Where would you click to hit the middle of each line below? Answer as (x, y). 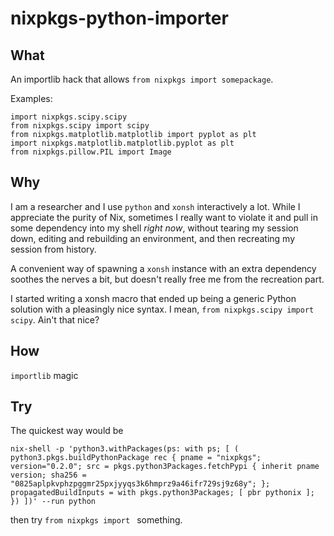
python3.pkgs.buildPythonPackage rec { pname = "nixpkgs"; (136, 458)
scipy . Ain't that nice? (55, 319)
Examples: (31, 98)
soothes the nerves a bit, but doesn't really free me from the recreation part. (167, 279)
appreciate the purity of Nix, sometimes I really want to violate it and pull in (164, 217)
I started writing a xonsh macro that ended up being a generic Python (153, 298)
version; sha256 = (48, 475)
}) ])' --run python (53, 502)
